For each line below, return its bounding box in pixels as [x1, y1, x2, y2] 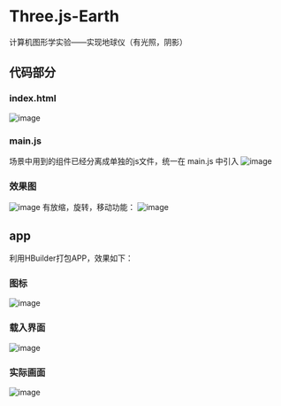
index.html [9, 92, 57, 105]
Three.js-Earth [9, 6, 119, 27]
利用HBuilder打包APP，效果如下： [9, 253, 134, 263]
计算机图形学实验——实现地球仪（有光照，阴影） [9, 36, 187, 47]
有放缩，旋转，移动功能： [42, 202, 136, 213]
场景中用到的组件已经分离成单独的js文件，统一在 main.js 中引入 [9, 155, 239, 166]
